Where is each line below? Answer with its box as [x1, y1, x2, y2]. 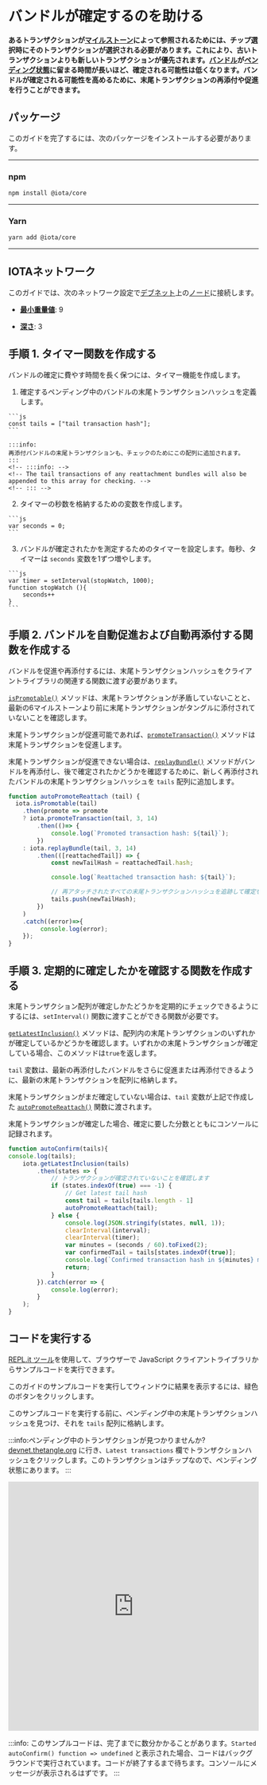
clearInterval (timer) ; [64, 1233, 141, 1242]
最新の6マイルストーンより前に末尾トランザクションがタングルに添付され [8, 702, 249, 712]
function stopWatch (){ [8, 584, 87, 592]
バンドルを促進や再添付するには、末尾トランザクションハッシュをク [8, 666, 232, 675]
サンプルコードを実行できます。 [14, 1364, 119, 1374]
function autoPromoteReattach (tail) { [8, 792, 141, 800]
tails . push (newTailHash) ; [50, 895, 137, 903]
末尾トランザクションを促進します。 [8, 739, 126, 749]
